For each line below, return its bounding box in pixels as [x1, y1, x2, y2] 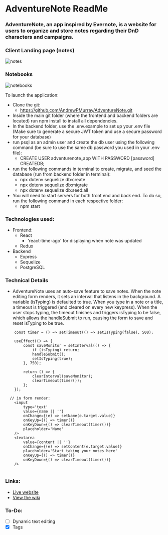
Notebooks [5, 71, 33, 78]
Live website [12, 489, 39, 495]
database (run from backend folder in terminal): [12, 171, 111, 177]
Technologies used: [5, 215, 55, 222]
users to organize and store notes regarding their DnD [5, 27, 139, 34]
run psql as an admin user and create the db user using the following [12, 139, 155, 145]
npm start [20, 203, 40, 209]
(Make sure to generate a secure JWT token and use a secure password [12, 128, 162, 135]
